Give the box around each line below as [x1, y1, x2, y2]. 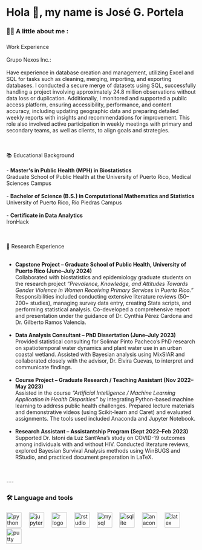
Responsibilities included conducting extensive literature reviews [15, 293, 177, 300]
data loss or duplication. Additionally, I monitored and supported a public [6, 95, 187, 102]
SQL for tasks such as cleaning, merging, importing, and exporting [6, 76, 172, 83]
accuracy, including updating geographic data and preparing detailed [6, 108, 179, 115]
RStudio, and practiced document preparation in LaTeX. [15, 453, 154, 461]
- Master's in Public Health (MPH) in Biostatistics [6, 167, 132, 174]
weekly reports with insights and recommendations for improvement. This [6, 114, 191, 121]
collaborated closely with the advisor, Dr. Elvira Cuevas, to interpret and [15, 357, 194, 364]
